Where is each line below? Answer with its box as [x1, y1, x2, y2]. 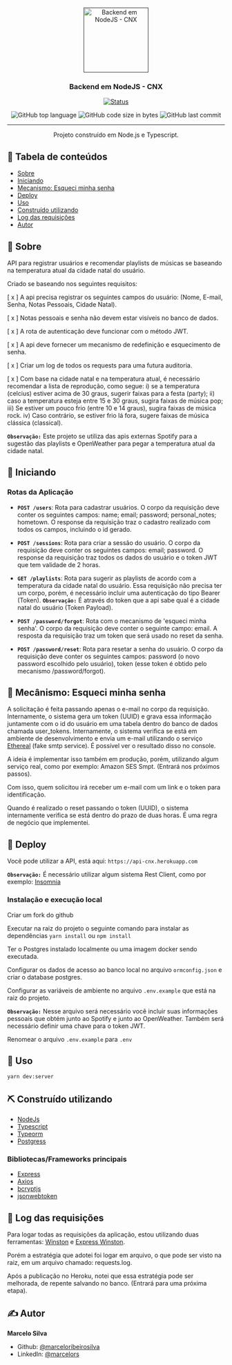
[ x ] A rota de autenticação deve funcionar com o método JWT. [7, 327, 188, 335]
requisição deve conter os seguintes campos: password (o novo [17, 652, 200, 660]
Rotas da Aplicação [7, 488, 74, 497]
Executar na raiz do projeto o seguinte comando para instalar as [7, 924, 189, 933]
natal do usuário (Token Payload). [17, 603, 113, 611]
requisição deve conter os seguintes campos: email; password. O [17, 546, 204, 554]
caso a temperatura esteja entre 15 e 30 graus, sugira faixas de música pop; [7, 397, 223, 405]
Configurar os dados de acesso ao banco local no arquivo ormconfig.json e [7, 965, 222, 974]
